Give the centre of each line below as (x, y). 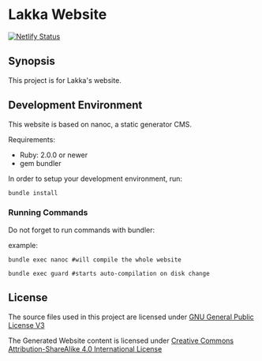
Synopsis (32, 61)
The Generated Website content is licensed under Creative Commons (121, 340)
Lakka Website (58, 15)
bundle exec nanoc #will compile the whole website (95, 259)
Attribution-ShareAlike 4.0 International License (85, 348)
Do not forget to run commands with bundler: (82, 230)
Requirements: (32, 139)
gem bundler (40, 163)
